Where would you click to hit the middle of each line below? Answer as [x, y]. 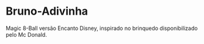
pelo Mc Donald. [26, 34]
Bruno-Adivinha [47, 11]
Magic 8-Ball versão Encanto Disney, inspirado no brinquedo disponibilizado [102, 28]
